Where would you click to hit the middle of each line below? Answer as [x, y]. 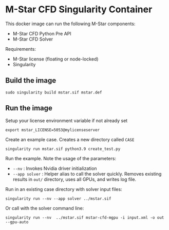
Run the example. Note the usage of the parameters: [61, 158]
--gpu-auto [17, 222]
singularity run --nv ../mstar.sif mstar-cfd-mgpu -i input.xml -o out [85, 217]
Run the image [29, 108]
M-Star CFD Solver [33, 39]
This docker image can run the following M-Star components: [70, 24]
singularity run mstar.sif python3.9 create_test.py [63, 149]
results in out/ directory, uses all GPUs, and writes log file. [74, 179]
